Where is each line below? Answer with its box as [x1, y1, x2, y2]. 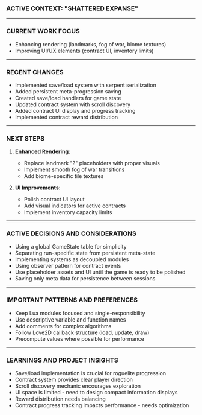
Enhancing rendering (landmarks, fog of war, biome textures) [14, 40, 167, 48]
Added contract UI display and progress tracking [14, 107, 136, 114]
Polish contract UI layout [23, 196, 85, 203]
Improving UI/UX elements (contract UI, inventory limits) [14, 47, 154, 54]
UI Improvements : [14, 184, 61, 191]
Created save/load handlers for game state [14, 94, 121, 101]
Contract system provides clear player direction [14, 376, 133, 384]
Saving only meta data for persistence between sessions [14, 275, 156, 282]
